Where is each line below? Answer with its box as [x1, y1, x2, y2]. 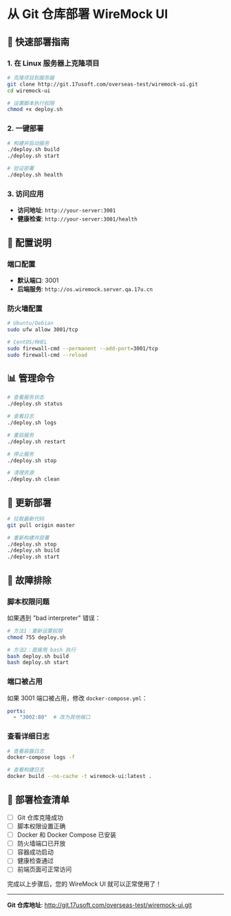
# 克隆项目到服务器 [7, 74, 55, 81]
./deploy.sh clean [7, 476, 60, 483]
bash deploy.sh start [7, 659, 69, 666]
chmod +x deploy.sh [7, 106, 63, 113]
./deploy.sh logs [7, 419, 57, 426]
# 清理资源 [7, 470, 34, 477]
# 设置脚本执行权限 [7, 99, 55, 107]
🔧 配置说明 [7, 237, 52, 248]
